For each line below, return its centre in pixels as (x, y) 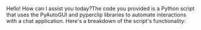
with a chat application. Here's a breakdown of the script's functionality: (96, 21)
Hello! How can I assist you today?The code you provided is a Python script (100, 9)
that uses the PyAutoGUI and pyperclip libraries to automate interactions (96, 15)
